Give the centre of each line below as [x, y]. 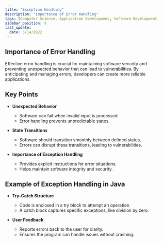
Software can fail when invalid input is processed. [69, 115]
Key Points [22, 95]
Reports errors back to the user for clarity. [61, 229]
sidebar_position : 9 [26, 23]
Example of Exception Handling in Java [65, 184]
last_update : [18, 28]
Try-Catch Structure [33, 196]
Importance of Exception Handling [47, 154]
